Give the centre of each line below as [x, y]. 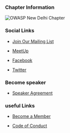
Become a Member [31, 116]
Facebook [22, 60]
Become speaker [26, 82]
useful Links [20, 106]
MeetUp [20, 51]
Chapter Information [30, 7]
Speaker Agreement [32, 93]
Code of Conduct [30, 126]
